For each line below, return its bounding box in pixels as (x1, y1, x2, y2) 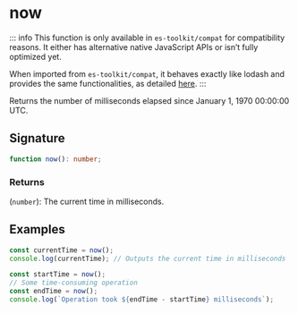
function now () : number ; (9, 155, 102, 164)
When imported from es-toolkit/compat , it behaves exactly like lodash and (9, 68, 285, 79)
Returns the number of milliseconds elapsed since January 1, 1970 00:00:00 (9, 95, 290, 106)
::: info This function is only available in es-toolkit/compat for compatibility (9, 32, 285, 43)
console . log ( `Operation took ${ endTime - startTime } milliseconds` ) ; (9, 295, 275, 304)
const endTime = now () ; (9, 287, 98, 296)
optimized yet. (9, 51, 63, 62)
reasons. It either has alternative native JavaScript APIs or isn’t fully (9, 41, 259, 52)
